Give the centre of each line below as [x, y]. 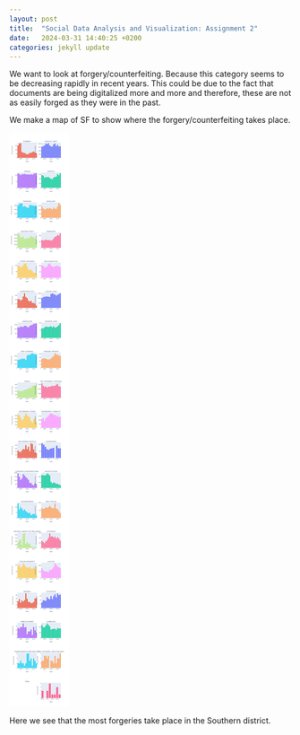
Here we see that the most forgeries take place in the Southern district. [140, 721]
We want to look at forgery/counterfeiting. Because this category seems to [147, 74]
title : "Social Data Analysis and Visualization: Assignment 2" [133, 28]
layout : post [34, 19]
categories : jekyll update [60, 48]
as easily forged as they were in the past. [85, 102]
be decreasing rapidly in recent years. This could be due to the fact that [141, 83]
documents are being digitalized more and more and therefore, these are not [150, 93]
